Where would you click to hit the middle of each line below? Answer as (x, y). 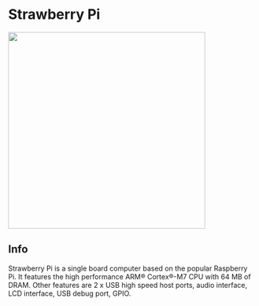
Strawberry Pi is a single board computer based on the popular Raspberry (128, 268)
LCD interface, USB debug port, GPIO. (70, 293)
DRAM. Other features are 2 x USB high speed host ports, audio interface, (128, 285)
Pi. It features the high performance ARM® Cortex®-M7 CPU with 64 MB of (129, 276)
